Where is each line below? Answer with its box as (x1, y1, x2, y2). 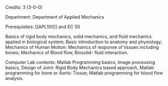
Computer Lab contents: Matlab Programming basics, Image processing (5, 59, 155, 65)
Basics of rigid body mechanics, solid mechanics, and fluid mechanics (5, 34, 152, 39)
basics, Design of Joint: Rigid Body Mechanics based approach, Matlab (5, 65, 154, 70)
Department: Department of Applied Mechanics (5, 14, 105, 20)
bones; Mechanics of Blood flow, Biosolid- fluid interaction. (5, 50, 129, 55)
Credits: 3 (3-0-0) (5, 5, 43, 10)
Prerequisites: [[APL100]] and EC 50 (5, 24, 80, 30)
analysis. (5, 75, 24, 81)
